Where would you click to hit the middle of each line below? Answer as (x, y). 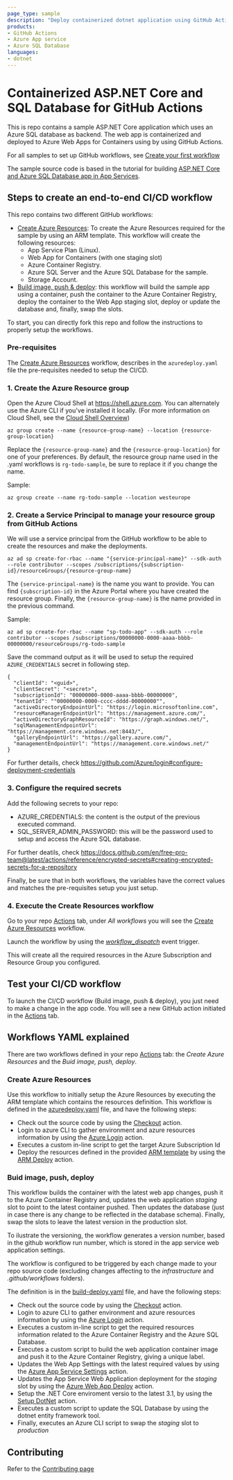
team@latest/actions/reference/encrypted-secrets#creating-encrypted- (110, 860)
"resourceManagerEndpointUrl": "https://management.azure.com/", (110, 714)
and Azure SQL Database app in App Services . (74, 176)
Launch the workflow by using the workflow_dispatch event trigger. (103, 941)
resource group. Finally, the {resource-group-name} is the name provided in (114, 599)
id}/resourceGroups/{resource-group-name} (69, 571)
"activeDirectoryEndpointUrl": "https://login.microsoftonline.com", (116, 708)
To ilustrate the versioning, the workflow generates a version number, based (116, 1235)
